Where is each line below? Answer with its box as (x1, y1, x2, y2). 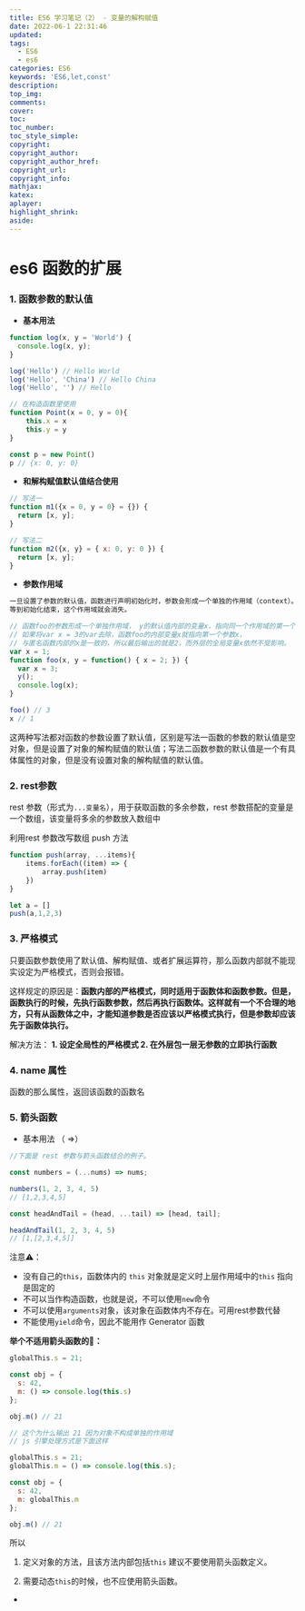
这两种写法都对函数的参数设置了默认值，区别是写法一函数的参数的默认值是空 (9, 731, 296, 742)
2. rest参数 (9, 779, 57, 791)
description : (9, 81, 59, 90)
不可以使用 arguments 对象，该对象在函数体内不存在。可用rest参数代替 (22, 1305, 281, 1316)
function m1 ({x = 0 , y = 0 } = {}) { (9, 502, 148, 512)
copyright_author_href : (9, 156, 100, 166)
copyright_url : (9, 165, 67, 174)
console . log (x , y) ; (17, 342, 92, 351)
